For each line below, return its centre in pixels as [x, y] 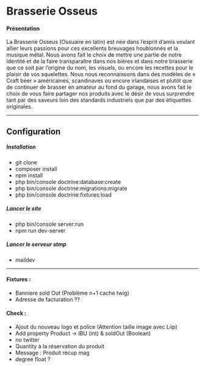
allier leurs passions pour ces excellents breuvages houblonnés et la [92, 48]
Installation [21, 147]
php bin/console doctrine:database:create [68, 181]
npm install [29, 175]
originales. [20, 107]
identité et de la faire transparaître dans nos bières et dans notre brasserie [100, 61]
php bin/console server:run [49, 224]
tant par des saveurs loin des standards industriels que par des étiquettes [99, 100]
